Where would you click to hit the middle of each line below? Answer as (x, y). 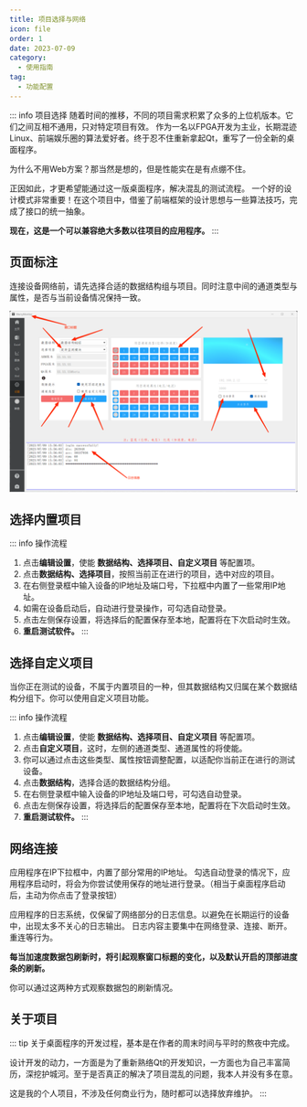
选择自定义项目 (52, 663)
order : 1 (26, 38)
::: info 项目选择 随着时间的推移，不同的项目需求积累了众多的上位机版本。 (148, 115)
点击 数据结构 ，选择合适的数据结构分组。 (99, 782)
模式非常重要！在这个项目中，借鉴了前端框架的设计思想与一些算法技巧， (153, 199)
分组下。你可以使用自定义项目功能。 (85, 698)
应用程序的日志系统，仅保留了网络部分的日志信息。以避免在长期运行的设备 (149, 914)
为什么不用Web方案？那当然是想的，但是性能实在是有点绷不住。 (130, 168)
